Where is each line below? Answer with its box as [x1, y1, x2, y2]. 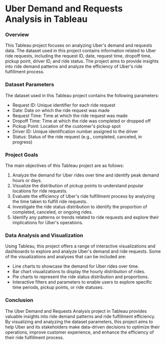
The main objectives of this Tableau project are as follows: [5, 163, 124, 169]
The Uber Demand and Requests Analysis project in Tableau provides [5, 308, 147, 314]
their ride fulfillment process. [5, 334, 64, 340]
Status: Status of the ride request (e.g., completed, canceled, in [12, 133, 142, 139]
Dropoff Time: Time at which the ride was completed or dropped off [12, 117, 151, 124]
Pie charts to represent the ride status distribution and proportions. [12, 274, 149, 280]
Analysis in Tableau [5, 13, 88, 25]
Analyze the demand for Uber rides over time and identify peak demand [12, 172, 160, 178]
